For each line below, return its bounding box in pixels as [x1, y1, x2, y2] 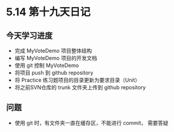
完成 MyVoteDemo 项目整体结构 [14, 48, 92, 54]
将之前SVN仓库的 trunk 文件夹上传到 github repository [14, 84, 146, 91]
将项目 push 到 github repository [14, 69, 93, 76]
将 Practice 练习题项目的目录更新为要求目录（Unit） [14, 77, 140, 83]
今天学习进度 [6, 31, 53, 40]
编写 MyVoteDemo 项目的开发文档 [14, 55, 98, 62]
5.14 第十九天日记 [6, 5, 91, 19]
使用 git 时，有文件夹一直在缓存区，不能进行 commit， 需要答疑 [14, 119, 169, 126]
